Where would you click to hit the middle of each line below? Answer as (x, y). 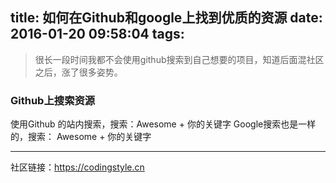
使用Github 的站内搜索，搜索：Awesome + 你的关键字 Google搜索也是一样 (163, 124)
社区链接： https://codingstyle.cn (77, 167)
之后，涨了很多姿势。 (78, 72)
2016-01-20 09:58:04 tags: (97, 34)
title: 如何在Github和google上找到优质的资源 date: (166, 18)
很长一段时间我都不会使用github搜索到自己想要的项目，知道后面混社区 (179, 59)
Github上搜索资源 (53, 100)
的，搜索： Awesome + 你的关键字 (81, 137)
